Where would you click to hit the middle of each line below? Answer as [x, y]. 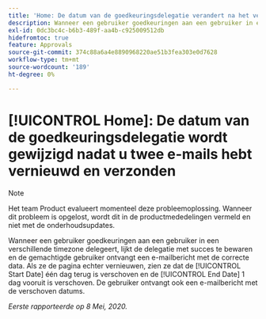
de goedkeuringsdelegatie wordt [118, 137]
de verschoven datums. [47, 291]
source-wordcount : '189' [49, 67]
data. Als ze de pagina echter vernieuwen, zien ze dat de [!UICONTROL [125, 265]
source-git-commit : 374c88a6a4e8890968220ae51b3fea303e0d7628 [113, 52]
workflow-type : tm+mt [44, 60]
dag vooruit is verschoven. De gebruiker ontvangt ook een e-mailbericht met [133, 283]
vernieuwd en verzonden [92, 171]
